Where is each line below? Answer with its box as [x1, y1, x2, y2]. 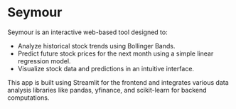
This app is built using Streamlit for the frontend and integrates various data [7, 78, 229, 86]
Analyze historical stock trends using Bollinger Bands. [17, 41, 176, 50]
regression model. [17, 56, 71, 65]
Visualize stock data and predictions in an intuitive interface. [17, 64, 194, 73]
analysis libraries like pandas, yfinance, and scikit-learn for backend [7, 85, 208, 94]
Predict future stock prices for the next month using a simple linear [17, 49, 214, 58]
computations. [7, 93, 50, 102]
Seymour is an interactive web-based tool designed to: [7, 28, 168, 36]
